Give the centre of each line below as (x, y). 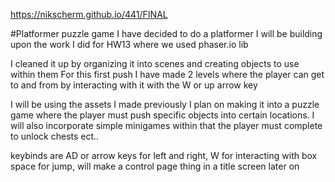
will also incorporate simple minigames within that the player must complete (166, 125)
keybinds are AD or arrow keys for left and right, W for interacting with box (164, 155)
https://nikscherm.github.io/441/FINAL (89, 14)
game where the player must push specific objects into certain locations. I (162, 115)
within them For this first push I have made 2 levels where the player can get (167, 74)
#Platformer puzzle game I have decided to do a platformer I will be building (166, 33)
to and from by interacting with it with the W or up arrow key (134, 85)
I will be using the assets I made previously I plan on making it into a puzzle (165, 104)
